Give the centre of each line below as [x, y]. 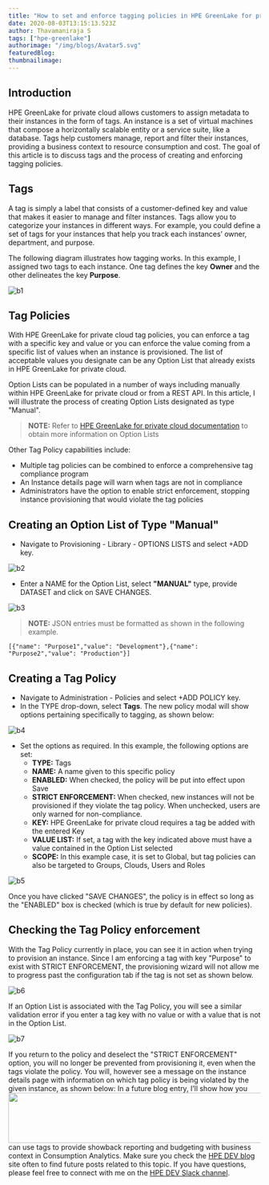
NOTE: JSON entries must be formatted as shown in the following [136, 624]
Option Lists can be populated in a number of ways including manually [124, 385]
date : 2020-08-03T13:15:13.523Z [62, 23]
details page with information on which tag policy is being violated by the [129, 1080]
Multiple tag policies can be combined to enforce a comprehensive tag [137, 466]
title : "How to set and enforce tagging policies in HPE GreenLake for [130, 16]
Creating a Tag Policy [62, 678]
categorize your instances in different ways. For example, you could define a [134, 225]
